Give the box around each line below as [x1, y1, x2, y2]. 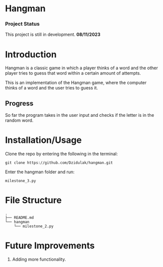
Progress [5, 99, 33, 107]
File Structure [5, 195, 62, 206]
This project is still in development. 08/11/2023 [5, 31, 101, 37]
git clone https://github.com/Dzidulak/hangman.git [5, 160, 113, 165]
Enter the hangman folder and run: [5, 169, 75, 175]
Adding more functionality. [12, 256, 66, 263]
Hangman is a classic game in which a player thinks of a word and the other [5, 65, 158, 71]
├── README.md [5, 215, 34, 220]
